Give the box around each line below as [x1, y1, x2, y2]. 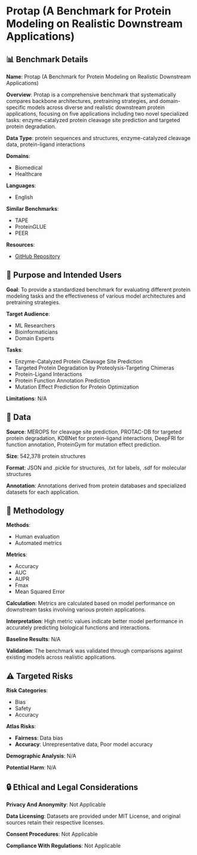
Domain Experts [14, 334, 55, 342]
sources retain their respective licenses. [6, 819, 104, 826]
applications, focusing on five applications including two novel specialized [6, 110, 189, 117]
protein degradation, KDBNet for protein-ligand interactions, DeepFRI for [6, 434, 184, 441]
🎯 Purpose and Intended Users [6, 270, 122, 280]
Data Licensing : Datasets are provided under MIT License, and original [6, 812, 181, 820]
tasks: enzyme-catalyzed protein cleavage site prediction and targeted [6, 117, 180, 123]
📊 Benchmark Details [6, 54, 88, 64]
